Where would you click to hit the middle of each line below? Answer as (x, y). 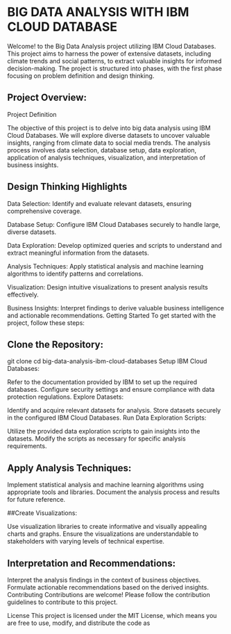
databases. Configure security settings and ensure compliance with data (111, 390)
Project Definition (32, 114)
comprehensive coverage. (44, 211)
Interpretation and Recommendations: (91, 563)
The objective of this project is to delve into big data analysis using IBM (109, 128)
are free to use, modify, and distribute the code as (79, 623)
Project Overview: (47, 98)
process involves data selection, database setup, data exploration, (102, 150)
